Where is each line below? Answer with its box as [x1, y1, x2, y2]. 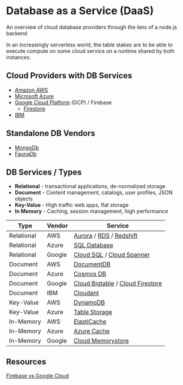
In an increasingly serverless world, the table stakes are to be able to [6, 41, 173, 48]
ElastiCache [73, 317, 107, 326]
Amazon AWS [14, 86, 48, 93]
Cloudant [73, 289, 99, 297]
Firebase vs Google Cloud [6, 372, 69, 380]
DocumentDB [73, 260, 111, 269]
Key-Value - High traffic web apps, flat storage [14, 202, 129, 209]
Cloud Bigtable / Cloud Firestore [73, 279, 162, 287]
